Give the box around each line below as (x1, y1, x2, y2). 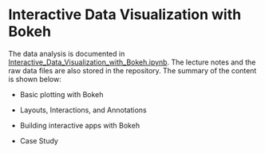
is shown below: (8, 74, 61, 84)
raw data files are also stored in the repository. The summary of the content (8, 65, 257, 75)
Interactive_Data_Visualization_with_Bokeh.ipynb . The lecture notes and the (8, 57, 256, 67)
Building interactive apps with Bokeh (19, 120, 140, 130)
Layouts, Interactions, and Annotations (19, 105, 147, 115)
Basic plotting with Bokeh (19, 89, 104, 99)
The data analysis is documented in (8, 49, 125, 58)
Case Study (19, 135, 58, 145)
